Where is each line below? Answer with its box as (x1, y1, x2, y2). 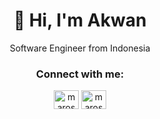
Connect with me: (35, 67, 125, 81)
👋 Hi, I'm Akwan (13, 9, 147, 32)
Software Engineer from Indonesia (9, 42, 151, 54)
